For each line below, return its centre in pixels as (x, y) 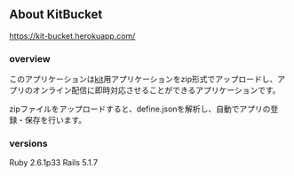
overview (30, 58)
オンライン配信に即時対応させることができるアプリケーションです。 (157, 90)
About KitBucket (56, 15)
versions (28, 143)
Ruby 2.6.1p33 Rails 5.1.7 (54, 163)
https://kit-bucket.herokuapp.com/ (72, 35)
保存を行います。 (56, 120)
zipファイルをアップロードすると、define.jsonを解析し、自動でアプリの (140, 109)
